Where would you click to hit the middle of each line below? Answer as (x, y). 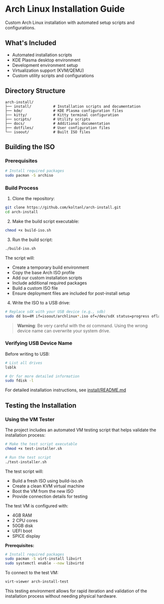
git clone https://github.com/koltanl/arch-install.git (63, 208)
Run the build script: (32, 240)
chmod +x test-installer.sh (34, 448)
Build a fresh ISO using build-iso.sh (48, 481)
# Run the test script (28, 457)
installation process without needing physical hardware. (61, 596)
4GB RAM (22, 515)
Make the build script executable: (46, 221)
